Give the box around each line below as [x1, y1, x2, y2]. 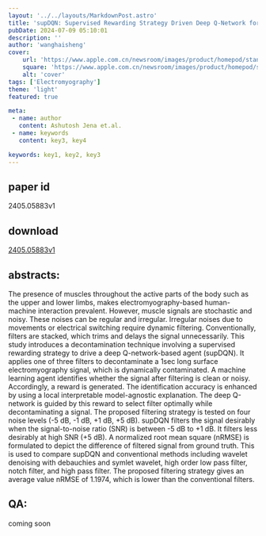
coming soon [8, 519, 51, 528]
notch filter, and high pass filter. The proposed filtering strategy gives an [8, 465, 245, 476]
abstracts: [8, 268, 61, 281]
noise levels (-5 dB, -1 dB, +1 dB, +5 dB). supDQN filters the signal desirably [8, 415, 256, 425]
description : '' [8, 33, 62, 42]
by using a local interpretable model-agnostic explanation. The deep [8, 390, 231, 400]
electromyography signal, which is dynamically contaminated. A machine [8, 365, 246, 374]
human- [204, 297, 231, 307]
